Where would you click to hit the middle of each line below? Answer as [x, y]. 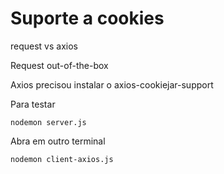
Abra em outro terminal [58, 141]
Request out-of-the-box [59, 65]
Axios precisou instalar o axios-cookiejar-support [112, 84]
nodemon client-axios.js [62, 159]
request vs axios [44, 46]
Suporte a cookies [87, 18]
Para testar [33, 104]
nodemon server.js [48, 122]
